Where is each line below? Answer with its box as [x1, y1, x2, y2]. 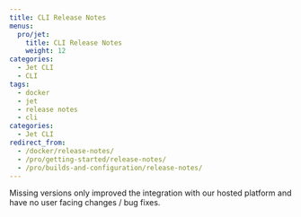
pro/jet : [17, 30, 50, 39]
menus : [9, 22, 34, 30]
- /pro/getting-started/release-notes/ [17, 154, 167, 164]
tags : [9, 80, 30, 89]
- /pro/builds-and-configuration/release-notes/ [17, 163, 203, 172]
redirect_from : [9, 138, 66, 147]
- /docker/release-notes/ [17, 146, 115, 155]
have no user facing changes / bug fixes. [9, 197, 161, 208]
